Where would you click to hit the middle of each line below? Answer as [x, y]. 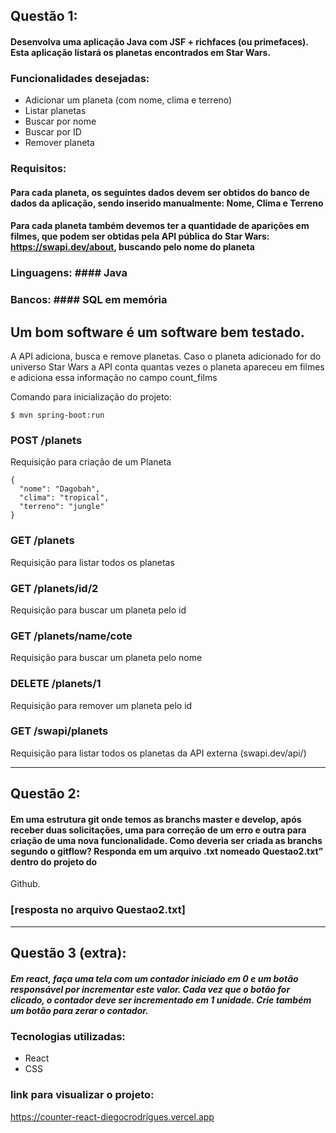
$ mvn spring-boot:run [57, 415]
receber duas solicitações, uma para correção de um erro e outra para [158, 830]
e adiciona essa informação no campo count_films [114, 378]
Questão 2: [45, 794]
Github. [25, 884]
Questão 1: [44, 16]
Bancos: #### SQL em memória [89, 300]
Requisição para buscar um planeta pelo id [98, 610]
